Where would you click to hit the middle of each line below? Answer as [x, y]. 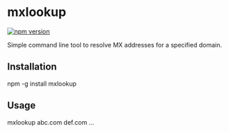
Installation [32, 67]
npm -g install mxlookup [42, 84]
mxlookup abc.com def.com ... [51, 122]
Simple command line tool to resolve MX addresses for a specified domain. [115, 45]
